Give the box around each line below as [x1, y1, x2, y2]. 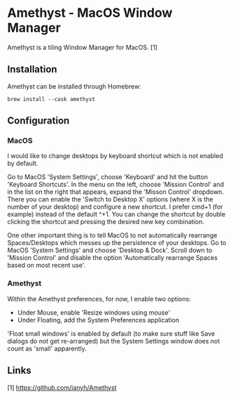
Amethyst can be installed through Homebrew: [7, 82, 142, 91]
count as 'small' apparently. [7, 344, 87, 353]
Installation [7, 63, 57, 75]
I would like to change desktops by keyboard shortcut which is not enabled [7, 152, 223, 160]
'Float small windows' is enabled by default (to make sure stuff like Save [7, 329, 216, 338]
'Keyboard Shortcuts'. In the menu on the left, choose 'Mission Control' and [7, 181, 225, 189]
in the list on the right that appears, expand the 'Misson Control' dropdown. [7, 188, 224, 196]
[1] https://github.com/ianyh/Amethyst [7, 383, 117, 391]
